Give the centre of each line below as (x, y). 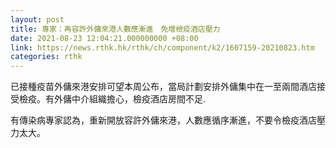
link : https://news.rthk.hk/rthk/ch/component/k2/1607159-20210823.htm (162, 47)
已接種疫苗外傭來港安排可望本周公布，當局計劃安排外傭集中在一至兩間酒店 (163, 87)
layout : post (37, 19)
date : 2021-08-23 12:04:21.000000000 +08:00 (104, 38)
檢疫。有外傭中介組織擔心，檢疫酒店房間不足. (112, 99)
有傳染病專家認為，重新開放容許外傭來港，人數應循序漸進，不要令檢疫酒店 (163, 120)
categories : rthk (46, 57)
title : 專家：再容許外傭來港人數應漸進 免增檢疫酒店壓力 (115, 29)
